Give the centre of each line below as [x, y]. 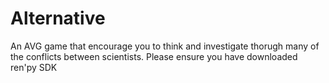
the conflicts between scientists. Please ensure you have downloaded [154, 56]
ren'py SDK [34, 67]
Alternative [58, 18]
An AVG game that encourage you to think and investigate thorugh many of [165, 46]
